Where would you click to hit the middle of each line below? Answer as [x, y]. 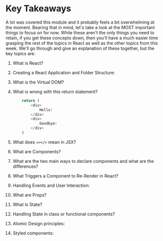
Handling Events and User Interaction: [51, 185]
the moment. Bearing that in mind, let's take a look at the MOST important [80, 27]
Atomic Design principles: [39, 223]
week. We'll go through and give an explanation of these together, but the [80, 48]
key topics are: [21, 53]
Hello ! [46, 110]
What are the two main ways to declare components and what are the [83, 161]
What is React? [28, 63]
